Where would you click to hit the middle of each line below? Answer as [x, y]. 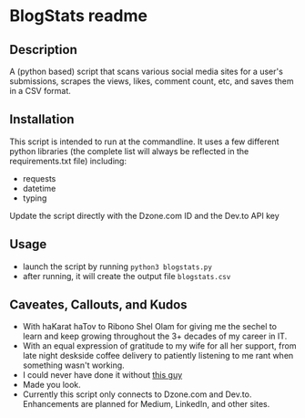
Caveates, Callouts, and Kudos [99, 305]
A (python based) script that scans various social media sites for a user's [147, 71]
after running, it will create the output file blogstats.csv [127, 276]
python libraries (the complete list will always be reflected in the [129, 151]
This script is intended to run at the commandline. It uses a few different [144, 141]
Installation [42, 120]
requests [39, 178]
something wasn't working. [73, 365]
